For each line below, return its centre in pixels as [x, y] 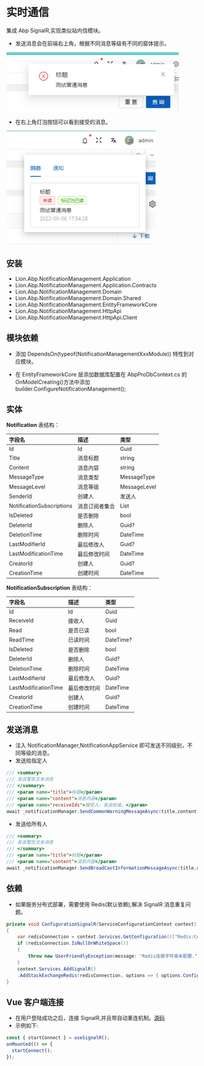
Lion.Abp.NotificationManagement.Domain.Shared [78, 298]
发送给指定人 [31, 760]
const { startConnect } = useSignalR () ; [58, 1038]
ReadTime [22, 640]
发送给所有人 [31, 824]
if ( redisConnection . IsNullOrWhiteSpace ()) [73, 943]
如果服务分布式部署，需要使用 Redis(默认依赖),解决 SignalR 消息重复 [100, 904]
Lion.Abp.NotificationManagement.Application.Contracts [86, 285]
